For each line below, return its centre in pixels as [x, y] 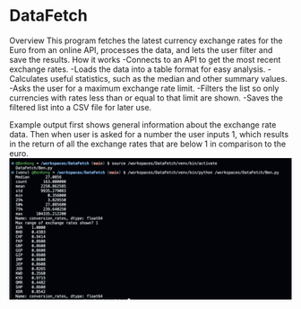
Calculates [29, 78]
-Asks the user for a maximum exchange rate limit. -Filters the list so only [144, 88]
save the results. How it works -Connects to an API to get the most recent [145, 59]
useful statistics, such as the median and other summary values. [169, 78]
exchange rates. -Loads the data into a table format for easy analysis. [138, 69]
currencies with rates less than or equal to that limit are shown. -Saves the [146, 97]
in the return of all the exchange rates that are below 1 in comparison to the [148, 144]
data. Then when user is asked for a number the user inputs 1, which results [149, 134]
